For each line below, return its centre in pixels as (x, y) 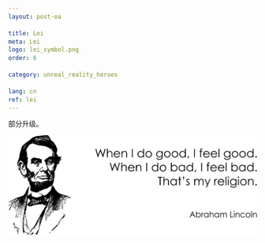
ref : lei (22, 99)
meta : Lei (24, 42)
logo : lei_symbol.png (44, 50)
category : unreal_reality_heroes (63, 75)
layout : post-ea (35, 17)
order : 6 (22, 58)
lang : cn (22, 91)
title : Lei (26, 33)
